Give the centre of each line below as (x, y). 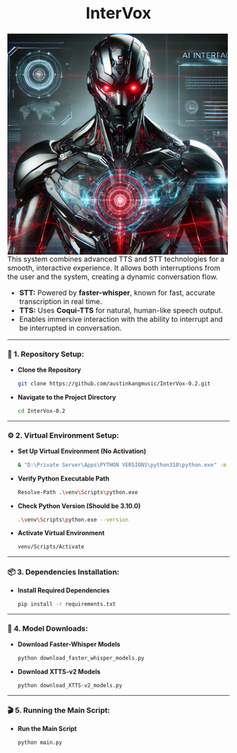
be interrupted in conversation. (71, 328)
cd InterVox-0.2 (41, 411)
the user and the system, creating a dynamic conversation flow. (113, 276)
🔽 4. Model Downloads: (48, 629)
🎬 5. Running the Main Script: (59, 711)
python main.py (40, 742)
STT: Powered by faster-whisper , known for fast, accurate (117, 293)
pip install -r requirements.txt (67, 604)
